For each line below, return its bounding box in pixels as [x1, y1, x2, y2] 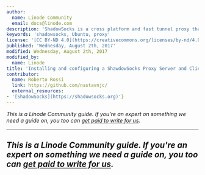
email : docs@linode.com [12, 20, 72, 26]
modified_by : [6, 54, 40, 60]
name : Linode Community [12, 15, 72, 21]
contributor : [6, 71, 40, 77]
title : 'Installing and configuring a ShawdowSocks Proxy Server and [6, 65, 187, 72]
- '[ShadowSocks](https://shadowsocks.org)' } [6, 94, 124, 100]
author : [6, 9, 26, 15]
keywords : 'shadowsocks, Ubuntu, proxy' [6, 32, 111, 38]
